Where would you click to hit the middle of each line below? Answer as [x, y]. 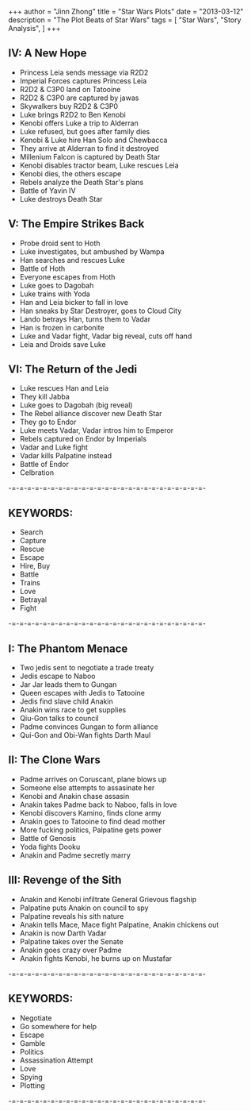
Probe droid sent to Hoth [60, 243]
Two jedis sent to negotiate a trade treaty [87, 668]
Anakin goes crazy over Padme [70, 950]
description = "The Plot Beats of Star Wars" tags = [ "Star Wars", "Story [125, 20]
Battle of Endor [44, 465]
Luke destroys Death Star [61, 199]
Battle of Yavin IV [48, 191]
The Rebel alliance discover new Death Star [91, 414]
